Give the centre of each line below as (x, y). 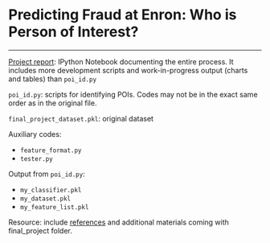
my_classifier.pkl (51, 190)
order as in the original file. (53, 103)
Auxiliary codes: (35, 134)
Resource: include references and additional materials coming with (119, 222)
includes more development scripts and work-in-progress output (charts (128, 70)
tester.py (37, 159)
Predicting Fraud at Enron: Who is (123, 15)
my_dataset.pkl (45, 199)
